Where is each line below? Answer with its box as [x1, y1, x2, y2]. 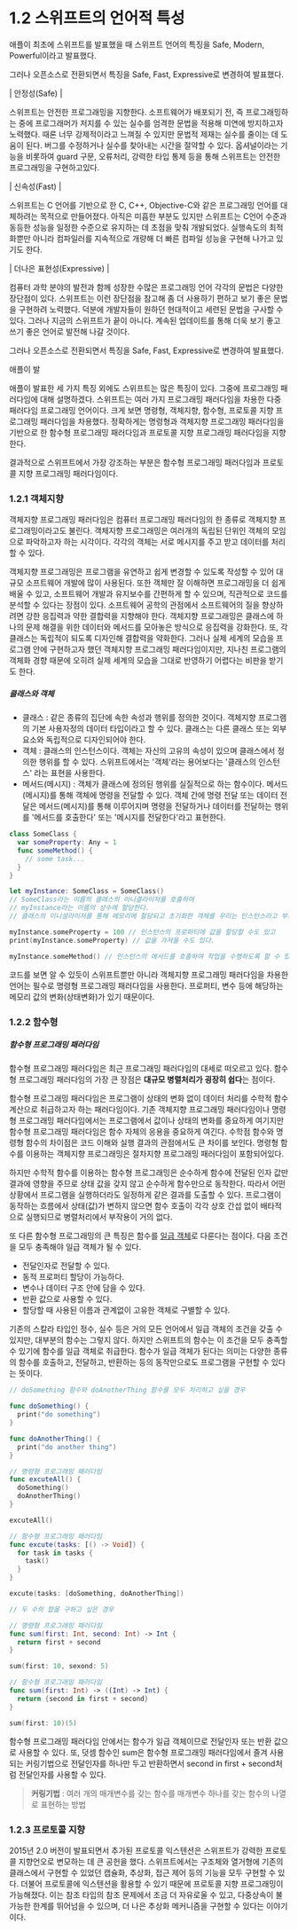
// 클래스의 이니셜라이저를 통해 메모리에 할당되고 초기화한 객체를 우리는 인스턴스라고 [9, 912, 278, 921]
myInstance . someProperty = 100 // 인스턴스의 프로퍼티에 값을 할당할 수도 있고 [9, 928, 276, 937]
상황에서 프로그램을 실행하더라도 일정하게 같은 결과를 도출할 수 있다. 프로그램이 [9, 1189, 282, 1200]
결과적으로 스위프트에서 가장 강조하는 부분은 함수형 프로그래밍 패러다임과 [9, 457, 261, 467]
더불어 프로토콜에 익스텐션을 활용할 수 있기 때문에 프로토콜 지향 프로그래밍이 [20, 1878, 284, 1889]
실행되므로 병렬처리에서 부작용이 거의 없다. [25, 1212, 173, 1222]
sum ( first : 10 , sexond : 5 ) [9, 1662, 109, 1671]
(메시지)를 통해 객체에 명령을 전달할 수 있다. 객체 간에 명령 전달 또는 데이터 [21, 790, 278, 801]
